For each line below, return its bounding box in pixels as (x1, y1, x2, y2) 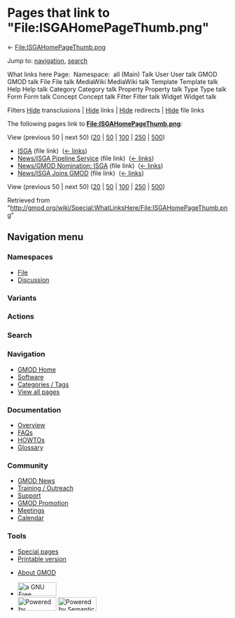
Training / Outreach (17, 484, 74, 493)
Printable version (17, 554, 66, 563)
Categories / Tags (17, 380, 69, 388)
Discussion (17, 275, 50, 284)
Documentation (7, 405, 62, 414)
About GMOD (17, 568, 57, 577)
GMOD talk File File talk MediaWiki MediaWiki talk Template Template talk (7, 77, 218, 85)
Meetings (17, 506, 45, 515)
